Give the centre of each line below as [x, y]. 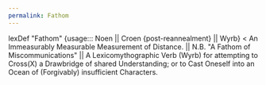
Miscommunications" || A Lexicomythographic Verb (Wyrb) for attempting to [133, 55]
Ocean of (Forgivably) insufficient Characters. [83, 71]
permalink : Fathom [39, 15]
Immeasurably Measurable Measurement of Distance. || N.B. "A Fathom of [129, 46]
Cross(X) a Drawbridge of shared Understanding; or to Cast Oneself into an [132, 64]
